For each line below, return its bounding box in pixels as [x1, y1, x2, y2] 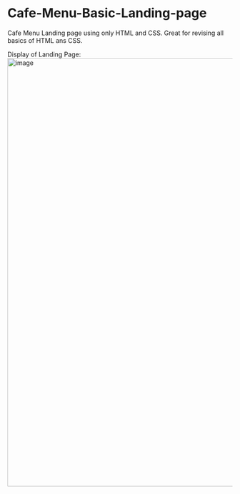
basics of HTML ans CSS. [7, 36, 83, 44]
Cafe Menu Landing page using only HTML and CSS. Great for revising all [7, 29, 224, 37]
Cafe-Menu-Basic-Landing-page [7, 5, 207, 21]
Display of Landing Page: [7, 50, 81, 59]
